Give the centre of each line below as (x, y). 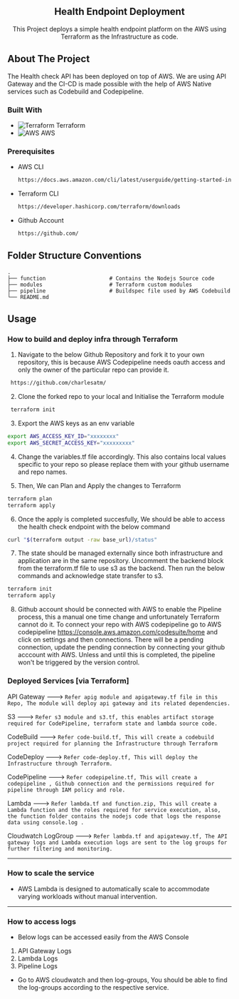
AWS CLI (31, 167)
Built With (25, 110)
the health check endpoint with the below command (94, 527)
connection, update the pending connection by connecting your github (121, 647)
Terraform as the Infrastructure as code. (119, 36)
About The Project (49, 59)
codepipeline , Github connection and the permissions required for (111, 784)
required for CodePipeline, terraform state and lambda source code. (113, 724)
